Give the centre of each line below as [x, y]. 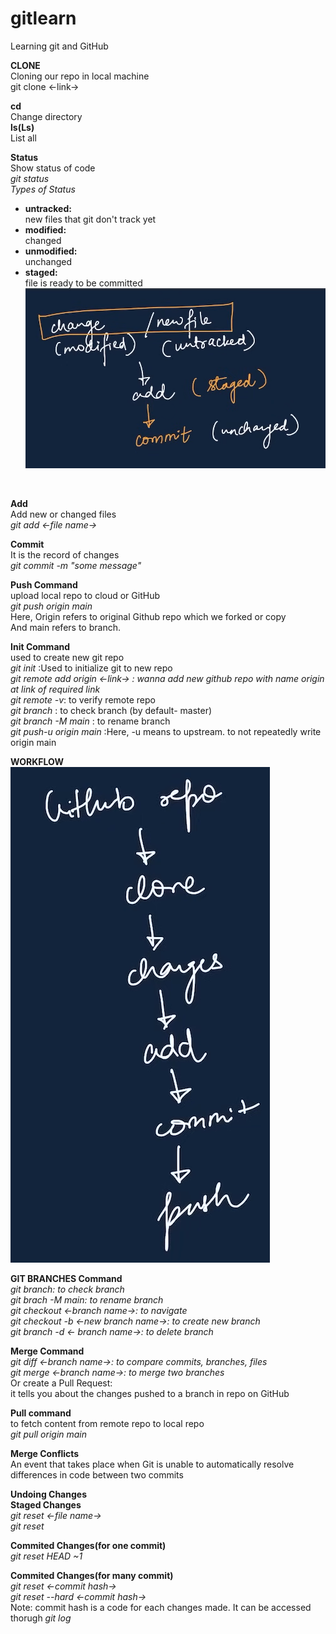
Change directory [46, 116]
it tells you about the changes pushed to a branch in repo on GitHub [150, 1394]
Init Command [40, 647]
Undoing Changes [48, 1494]
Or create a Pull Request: [61, 1383]
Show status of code [53, 168]
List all [23, 138]
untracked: [48, 208]
